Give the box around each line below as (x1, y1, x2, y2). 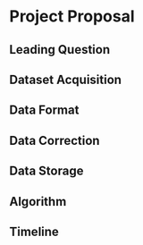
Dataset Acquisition (9, 72, 122, 87)
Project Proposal (9, 6, 136, 27)
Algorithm (9, 194, 67, 209)
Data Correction (9, 132, 100, 148)
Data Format (9, 103, 80, 118)
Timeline (9, 224, 60, 239)
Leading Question (9, 42, 111, 57)
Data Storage (9, 164, 84, 179)
